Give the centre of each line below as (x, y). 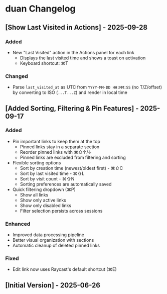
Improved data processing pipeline (48, 235)
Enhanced (18, 224)
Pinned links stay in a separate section (60, 147)
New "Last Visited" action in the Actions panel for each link (73, 52)
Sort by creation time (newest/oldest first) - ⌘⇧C (71, 168)
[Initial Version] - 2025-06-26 (53, 285)
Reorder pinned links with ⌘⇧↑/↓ (56, 152)
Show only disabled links (46, 205)
